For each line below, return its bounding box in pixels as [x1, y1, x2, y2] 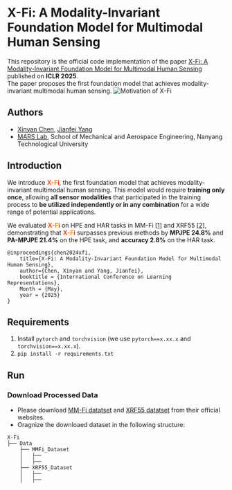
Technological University [17, 140, 89, 148]
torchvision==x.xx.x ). [17, 342, 81, 350]
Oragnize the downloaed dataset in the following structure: [17, 421, 186, 429]
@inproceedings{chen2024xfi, [7, 249, 91, 256]
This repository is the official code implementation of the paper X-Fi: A [7, 57, 208, 65]
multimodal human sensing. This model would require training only [33, 185, 225, 194]
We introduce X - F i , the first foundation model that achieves [7, 178, 177, 186]
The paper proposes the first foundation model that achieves [7, 79, 181, 87]
